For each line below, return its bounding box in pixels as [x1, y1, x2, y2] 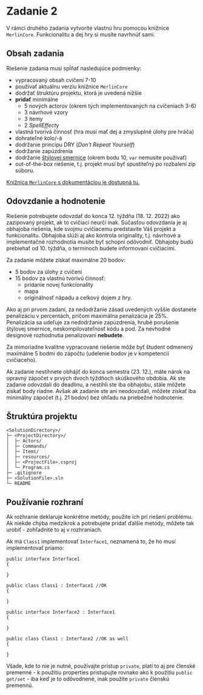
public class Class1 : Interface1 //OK [6, 583, 107, 589]
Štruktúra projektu [6, 411, 78, 422]
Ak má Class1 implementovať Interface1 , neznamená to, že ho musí [6, 538, 176, 545]
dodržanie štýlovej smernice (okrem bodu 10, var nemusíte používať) [15, 154, 187, 161]
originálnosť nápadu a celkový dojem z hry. [24, 293, 132, 301]
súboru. [15, 166, 35, 174]
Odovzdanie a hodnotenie [6, 196, 106, 207]
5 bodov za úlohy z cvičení [15, 268, 82, 275]
